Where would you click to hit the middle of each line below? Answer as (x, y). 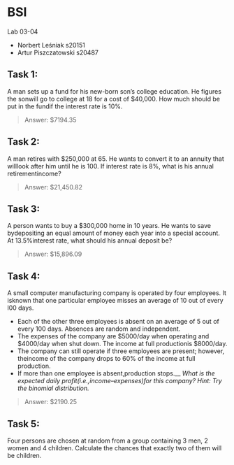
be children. (24, 456)
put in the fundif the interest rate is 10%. (65, 106)
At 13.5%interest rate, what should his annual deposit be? (90, 241)
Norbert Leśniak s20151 (51, 45)
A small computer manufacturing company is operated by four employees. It (117, 293)
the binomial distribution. (53, 388)
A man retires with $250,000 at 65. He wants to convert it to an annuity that (116, 159)
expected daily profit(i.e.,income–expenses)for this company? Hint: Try (119, 381)
